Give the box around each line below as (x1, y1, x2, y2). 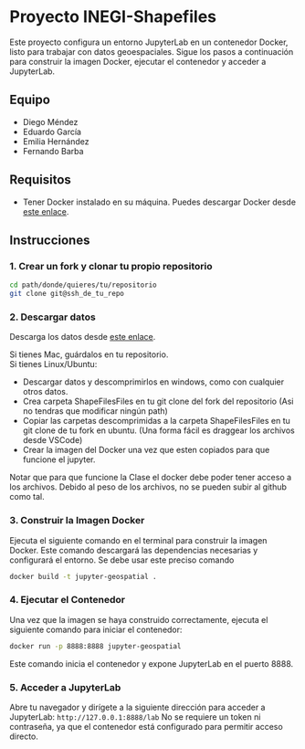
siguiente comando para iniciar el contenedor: (9, 624, 183, 635)
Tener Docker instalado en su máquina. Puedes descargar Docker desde (22, 196, 297, 207)
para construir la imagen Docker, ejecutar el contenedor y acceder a (9, 56, 267, 67)
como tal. (9, 491, 45, 502)
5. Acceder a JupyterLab (9, 680, 121, 693)
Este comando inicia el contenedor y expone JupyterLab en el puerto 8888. (9, 658, 294, 669)
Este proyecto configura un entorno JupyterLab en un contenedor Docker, (9, 37, 289, 47)
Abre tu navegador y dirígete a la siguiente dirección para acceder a (9, 702, 266, 712)
